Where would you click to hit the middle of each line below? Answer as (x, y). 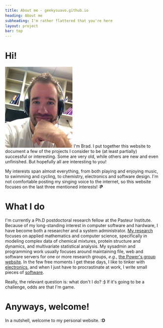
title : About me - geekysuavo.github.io (47, 10)
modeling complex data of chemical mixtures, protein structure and (73, 241)
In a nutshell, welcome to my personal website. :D (55, 320)
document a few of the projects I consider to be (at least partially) (71, 151)
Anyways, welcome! (47, 307)
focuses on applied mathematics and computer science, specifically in (76, 236)
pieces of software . (24, 272)
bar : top (14, 31)
